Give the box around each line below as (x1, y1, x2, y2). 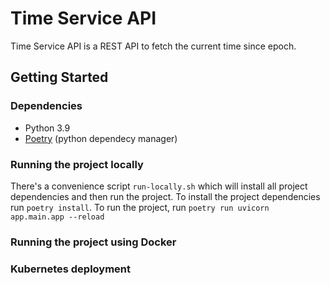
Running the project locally (10, 157, 144, 171)
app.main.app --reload (10, 212, 105, 222)
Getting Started (10, 69, 109, 86)
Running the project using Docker (10, 235, 177, 249)
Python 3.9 (24, 122, 71, 134)
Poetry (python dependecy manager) (24, 132, 178, 144)
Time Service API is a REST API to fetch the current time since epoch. (10, 40, 297, 52)
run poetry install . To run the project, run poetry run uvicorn (10, 201, 270, 213)
